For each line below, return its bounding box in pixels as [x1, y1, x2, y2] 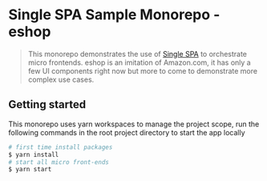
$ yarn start [8, 166, 52, 174]
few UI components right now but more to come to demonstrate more [27, 66, 258, 75]
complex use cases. [27, 74, 95, 84]
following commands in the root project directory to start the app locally [8, 127, 246, 137]
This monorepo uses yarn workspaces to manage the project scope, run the [8, 119, 260, 129]
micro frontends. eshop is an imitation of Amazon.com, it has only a [27, 58, 251, 67]
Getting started [8, 98, 87, 111]
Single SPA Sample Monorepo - [8, 6, 220, 24]
